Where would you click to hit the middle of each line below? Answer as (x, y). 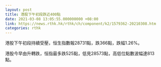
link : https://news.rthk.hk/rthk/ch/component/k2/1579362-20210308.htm (80, 24)
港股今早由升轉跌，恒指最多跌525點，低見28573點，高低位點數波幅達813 (80, 54)
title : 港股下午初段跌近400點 (33, 14)
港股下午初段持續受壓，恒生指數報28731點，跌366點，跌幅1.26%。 (74, 43)
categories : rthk (23, 28)
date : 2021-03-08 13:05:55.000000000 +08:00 (52, 19)
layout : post (19, 10)
